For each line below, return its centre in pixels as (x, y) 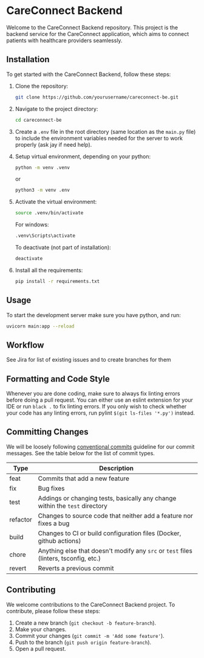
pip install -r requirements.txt (57, 281)
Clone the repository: (42, 86)
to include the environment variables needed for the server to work (99, 138)
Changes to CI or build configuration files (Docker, (110, 533)
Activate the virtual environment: (56, 202)
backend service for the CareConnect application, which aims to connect (98, 33)
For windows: (32, 225)
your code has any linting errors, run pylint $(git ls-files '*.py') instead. (101, 413)
